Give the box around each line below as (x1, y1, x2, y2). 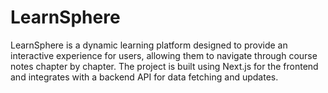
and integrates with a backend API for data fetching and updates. (10, 71, 279, 83)
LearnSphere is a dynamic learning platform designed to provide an (10, 39, 288, 51)
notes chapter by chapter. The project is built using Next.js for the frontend (10, 60, 319, 72)
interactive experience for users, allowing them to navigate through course (10, 49, 318, 61)
